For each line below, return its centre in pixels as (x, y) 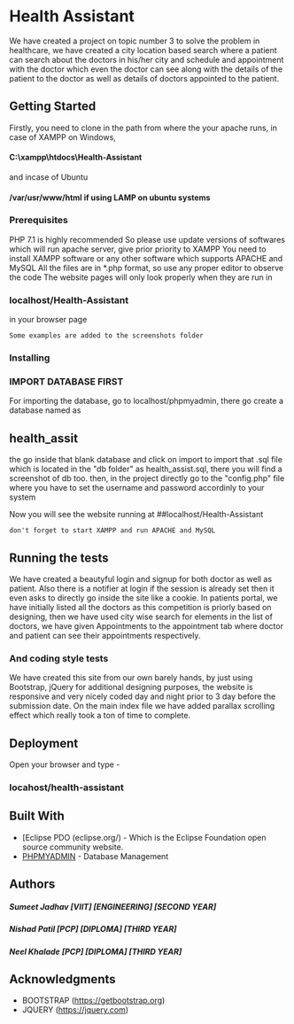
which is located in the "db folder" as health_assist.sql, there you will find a (146, 469)
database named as (45, 410)
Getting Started (53, 107)
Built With (37, 816)
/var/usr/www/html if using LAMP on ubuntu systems (110, 198)
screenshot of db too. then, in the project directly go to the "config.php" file (147, 478)
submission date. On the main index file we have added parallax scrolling (142, 706)
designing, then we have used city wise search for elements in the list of (141, 617)
